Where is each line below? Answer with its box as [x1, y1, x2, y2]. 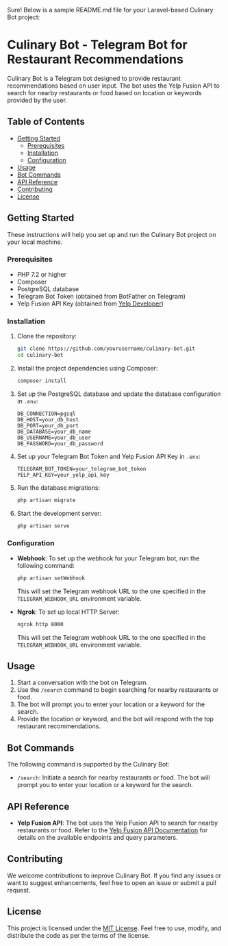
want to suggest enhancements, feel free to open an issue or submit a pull [7, 878, 217, 886]
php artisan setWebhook [16, 575, 86, 582]
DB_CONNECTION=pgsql [16, 410, 76, 417]
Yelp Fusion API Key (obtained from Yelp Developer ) [16, 299, 164, 308]
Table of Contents [7, 116, 86, 127]
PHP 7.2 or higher [16, 270, 67, 278]
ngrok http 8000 [16, 621, 64, 627]
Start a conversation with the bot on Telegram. [16, 678, 149, 687]
